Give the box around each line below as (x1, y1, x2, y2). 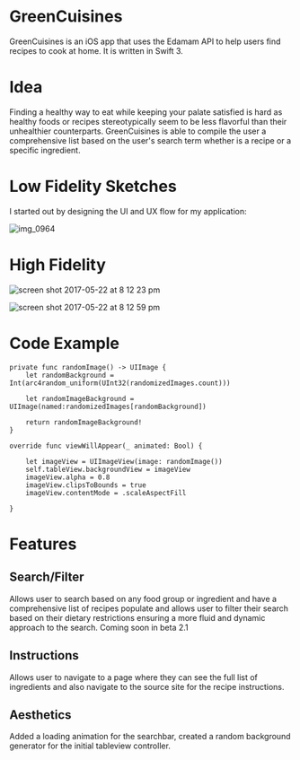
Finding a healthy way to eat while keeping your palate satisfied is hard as (9, 106, 283, 118)
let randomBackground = (25, 371, 115, 380)
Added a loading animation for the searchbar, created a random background (9, 731, 291, 742)
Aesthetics (9, 707, 72, 722)
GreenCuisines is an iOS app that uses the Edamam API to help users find (9, 36, 281, 47)
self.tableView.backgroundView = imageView (25, 465, 191, 474)
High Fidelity (9, 255, 106, 275)
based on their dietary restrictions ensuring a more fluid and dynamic (9, 612, 266, 623)
